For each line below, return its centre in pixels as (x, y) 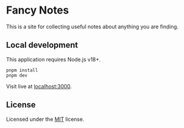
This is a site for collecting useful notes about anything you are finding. (92, 27)
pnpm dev (17, 75)
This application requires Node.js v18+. (54, 59)
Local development (42, 45)
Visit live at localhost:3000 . (39, 86)
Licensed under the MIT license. (45, 119)
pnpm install (22, 70)
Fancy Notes (37, 10)
